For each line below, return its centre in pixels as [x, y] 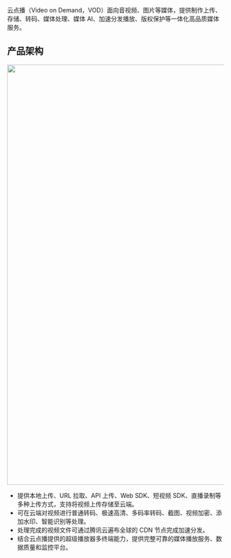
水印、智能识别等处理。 [56, 521]
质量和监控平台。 [47, 547]
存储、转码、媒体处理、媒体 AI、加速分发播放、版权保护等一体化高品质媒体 [113, 19]
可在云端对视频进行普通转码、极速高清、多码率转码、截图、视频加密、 [117, 512]
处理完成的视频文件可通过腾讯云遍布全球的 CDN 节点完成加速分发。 [113, 530]
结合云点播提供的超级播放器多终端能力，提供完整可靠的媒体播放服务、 [117, 538]
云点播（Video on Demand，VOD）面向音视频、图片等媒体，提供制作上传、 [114, 10]
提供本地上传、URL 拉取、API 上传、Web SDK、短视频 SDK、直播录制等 [119, 495]
